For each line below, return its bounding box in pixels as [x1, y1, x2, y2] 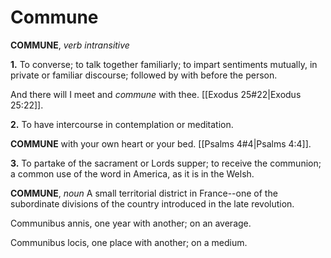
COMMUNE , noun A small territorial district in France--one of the [10, 187, 278, 199]
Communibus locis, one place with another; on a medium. [10, 236, 248, 248]
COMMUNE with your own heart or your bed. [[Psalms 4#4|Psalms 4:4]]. [10, 137, 312, 150]
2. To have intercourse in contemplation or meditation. [10, 118, 234, 130]
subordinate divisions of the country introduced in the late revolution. [10, 197, 295, 210]
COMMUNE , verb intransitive [10, 39, 130, 51]
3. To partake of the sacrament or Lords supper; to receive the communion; [10, 157, 322, 169]
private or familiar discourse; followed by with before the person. [10, 69, 278, 81]
